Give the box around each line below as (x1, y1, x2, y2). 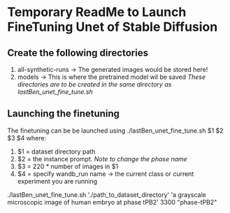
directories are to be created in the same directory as (17, 80, 172, 88)
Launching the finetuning (7, 108, 120, 119)
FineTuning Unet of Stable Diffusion (7, 19, 218, 35)
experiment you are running (17, 177, 98, 185)
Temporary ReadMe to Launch (7, 4, 187, 20)
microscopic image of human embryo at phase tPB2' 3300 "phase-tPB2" (7, 198, 217, 206)
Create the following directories (7, 47, 149, 59)
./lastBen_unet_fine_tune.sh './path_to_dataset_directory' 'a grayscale (7, 190, 206, 199)
